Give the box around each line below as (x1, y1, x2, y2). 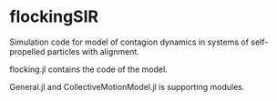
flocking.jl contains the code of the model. (9, 64, 169, 75)
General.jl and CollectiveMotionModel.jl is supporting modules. (9, 81, 245, 92)
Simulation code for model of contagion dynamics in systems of (9, 36, 249, 47)
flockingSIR (9, 6, 98, 27)
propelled (9, 45, 46, 56)
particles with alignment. (46, 45, 139, 56)
